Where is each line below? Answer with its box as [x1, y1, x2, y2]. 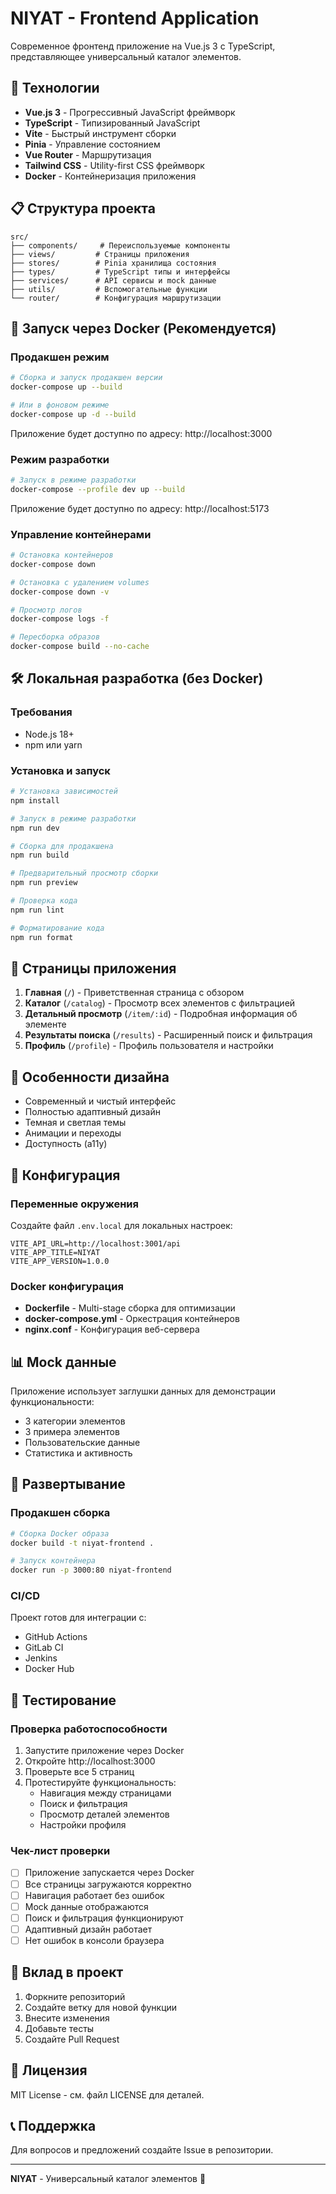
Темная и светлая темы [24, 1117, 127, 1129]
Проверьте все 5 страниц [24, 1766, 135, 1778]
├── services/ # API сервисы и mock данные [10, 275, 217, 286]
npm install [10, 795, 60, 806]
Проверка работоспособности [10, 1722, 168, 1736]
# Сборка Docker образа [10, 1528, 110, 1539]
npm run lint [10, 905, 65, 915]
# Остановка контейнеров [10, 550, 114, 561]
